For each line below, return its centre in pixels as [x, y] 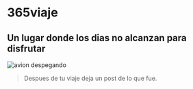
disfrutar [26, 48]
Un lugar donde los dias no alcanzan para [97, 38]
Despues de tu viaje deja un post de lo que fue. [90, 78]
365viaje [33, 13]
